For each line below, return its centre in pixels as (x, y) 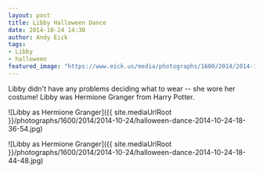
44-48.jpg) (26, 160)
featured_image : (34, 67)
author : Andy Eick (38, 37)
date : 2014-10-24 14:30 (47, 30)
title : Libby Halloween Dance (58, 23)
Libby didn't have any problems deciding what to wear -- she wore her (122, 88)
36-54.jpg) (25, 128)
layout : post (29, 15)
